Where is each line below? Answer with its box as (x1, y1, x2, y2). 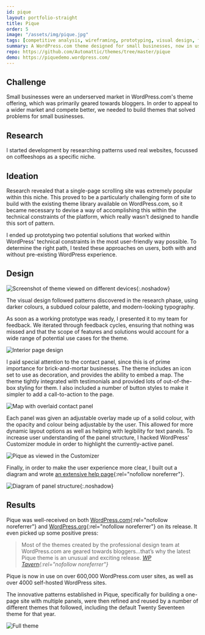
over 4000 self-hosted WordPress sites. (6, 579, 107, 586)
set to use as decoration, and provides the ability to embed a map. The (6, 371, 184, 378)
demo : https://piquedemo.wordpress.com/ (6, 54, 111, 61)
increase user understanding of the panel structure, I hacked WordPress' (6, 433, 190, 441)
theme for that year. (6, 610, 56, 617)
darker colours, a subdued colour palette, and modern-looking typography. (6, 303, 195, 310)
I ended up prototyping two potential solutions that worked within (6, 232, 170, 239)
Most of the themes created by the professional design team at (21, 541, 180, 548)
